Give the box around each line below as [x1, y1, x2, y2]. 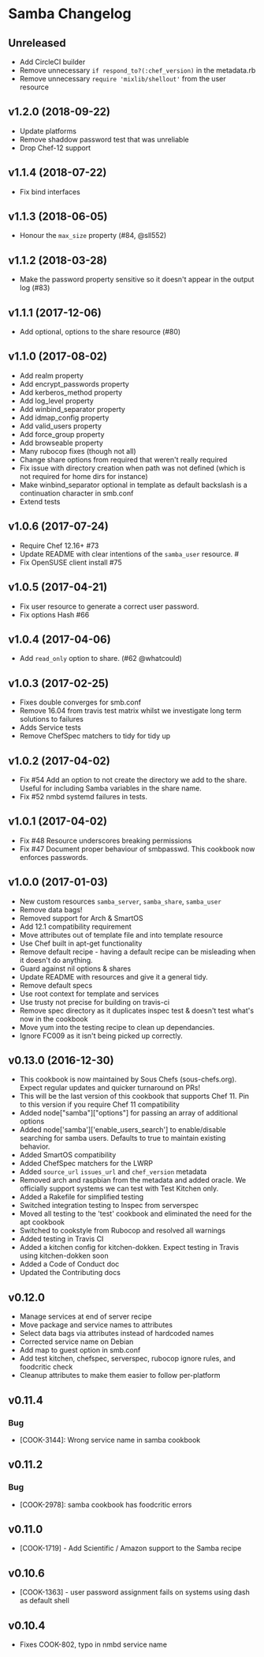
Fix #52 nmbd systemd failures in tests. [19, 791, 148, 801]
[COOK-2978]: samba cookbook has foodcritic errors [19, 1500, 192, 1509]
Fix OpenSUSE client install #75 [19, 557, 122, 567]
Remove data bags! [19, 904, 83, 914]
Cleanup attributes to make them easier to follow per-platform [19, 1371, 221, 1380]
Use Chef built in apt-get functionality [19, 938, 143, 948]
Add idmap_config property [19, 413, 110, 422]
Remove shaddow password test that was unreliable [19, 134, 189, 144]
